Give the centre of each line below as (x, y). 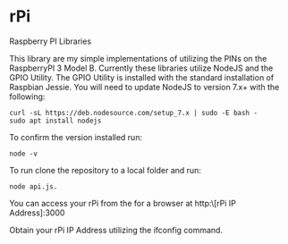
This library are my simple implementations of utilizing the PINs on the (138, 58)
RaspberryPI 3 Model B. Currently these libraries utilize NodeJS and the (141, 68)
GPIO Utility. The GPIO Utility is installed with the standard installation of (142, 77)
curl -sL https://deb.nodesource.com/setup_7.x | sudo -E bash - (133, 113)
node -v (24, 154)
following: (27, 97)
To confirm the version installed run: (76, 137)
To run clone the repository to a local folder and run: (105, 170)
